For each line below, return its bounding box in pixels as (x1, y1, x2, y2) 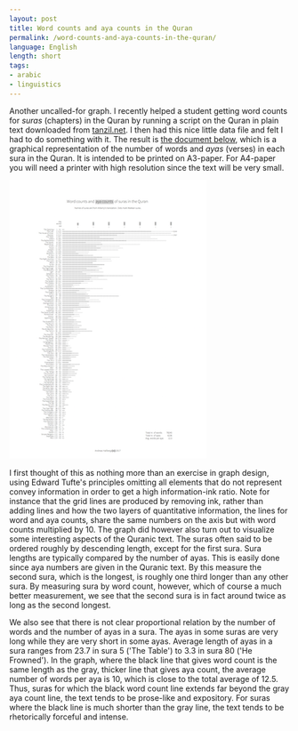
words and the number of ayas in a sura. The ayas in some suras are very (9, 626, 278, 637)
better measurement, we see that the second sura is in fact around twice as (9, 590, 286, 600)
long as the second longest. (9, 599, 111, 610)
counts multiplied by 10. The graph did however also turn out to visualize (9, 524, 275, 534)
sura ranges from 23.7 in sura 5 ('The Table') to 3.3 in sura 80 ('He (9, 645, 253, 655)
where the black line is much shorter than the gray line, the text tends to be (9, 702, 285, 712)
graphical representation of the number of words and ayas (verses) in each (9, 143, 286, 154)
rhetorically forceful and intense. (9, 711, 129, 722)
